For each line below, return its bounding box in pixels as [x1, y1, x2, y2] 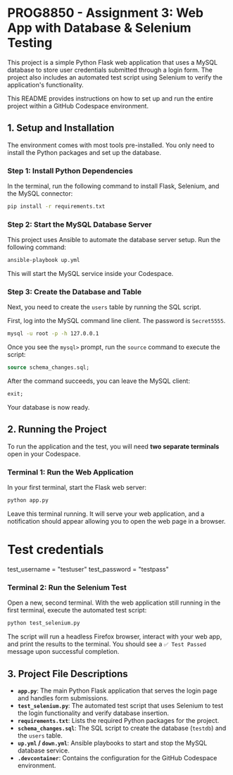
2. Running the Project [7, 424, 107, 436]
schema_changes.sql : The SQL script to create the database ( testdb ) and [17, 724, 227, 732]
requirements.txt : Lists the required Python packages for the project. [17, 716, 220, 724]
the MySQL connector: [7, 189, 73, 198]
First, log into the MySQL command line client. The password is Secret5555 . [7, 317, 226, 325]
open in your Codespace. [7, 449, 81, 458]
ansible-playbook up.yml [7, 257, 80, 264]
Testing [7, 35, 53, 51]
